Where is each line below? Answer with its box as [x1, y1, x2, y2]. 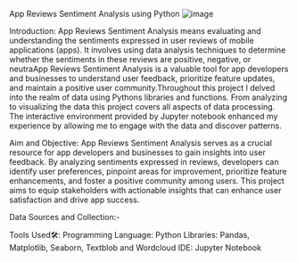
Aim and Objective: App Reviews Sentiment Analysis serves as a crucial [9, 138, 273, 148]
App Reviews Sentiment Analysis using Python [9, 9, 180, 19]
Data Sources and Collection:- [9, 212, 120, 222]
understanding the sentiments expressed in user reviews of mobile [9, 36, 254, 45]
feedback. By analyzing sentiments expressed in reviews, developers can [9, 157, 279, 167]
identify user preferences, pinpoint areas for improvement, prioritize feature [9, 166, 287, 176]
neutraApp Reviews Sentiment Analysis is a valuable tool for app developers [9, 63, 289, 74]
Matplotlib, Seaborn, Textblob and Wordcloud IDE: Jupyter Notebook [9, 242, 261, 253]
